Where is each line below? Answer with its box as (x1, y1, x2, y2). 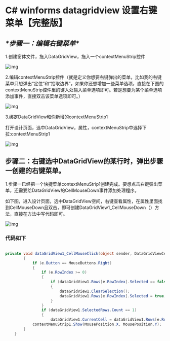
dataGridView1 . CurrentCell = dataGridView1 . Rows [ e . (50, 317, 162, 322)
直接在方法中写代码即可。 (14, 211, 67, 217)
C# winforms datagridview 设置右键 (5, 5, 157, 16)
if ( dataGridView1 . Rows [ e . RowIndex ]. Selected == (50, 280, 155, 285)
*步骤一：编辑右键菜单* (5, 39, 79, 48)
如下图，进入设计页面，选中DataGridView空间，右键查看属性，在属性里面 (5, 198, 158, 204)
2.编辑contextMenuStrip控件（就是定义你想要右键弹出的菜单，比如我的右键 (5, 74, 162, 80)
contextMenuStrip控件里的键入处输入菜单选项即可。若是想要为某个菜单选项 (5, 87, 162, 93)
